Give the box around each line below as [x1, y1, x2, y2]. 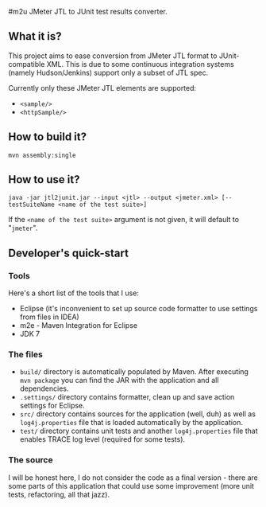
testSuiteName [8, 201, 56, 209]
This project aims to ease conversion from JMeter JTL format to [8, 51, 218, 60]
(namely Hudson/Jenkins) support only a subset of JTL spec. [8, 68, 209, 77]
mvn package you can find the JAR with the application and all [19, 376, 219, 385]
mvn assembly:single [8, 151, 77, 159]
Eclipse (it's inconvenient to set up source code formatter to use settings [19, 304, 258, 314]
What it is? [8, 29, 62, 43]
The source [8, 454, 53, 466]
